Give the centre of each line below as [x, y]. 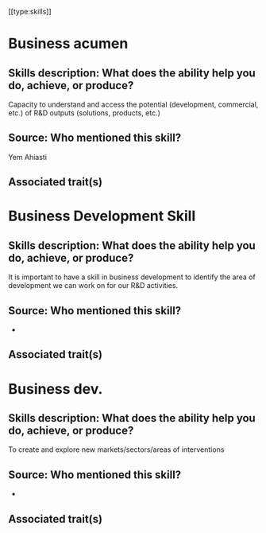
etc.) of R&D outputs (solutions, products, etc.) [85, 113]
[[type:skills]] [30, 12]
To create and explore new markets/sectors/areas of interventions [116, 449]
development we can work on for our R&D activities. [93, 286]
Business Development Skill [102, 216]
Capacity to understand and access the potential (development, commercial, [133, 104]
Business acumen [68, 44]
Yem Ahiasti [28, 157]
